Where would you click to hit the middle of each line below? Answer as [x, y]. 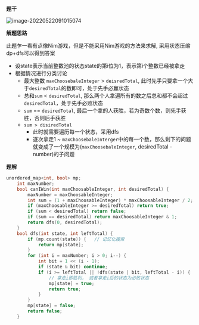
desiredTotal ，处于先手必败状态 [63, 103]
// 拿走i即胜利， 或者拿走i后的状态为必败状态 [99, 278]
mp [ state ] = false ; [52, 306]
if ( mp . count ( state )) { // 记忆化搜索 [76, 239]
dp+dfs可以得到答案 [31, 53]
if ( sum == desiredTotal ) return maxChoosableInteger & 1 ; [102, 217]
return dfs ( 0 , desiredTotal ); [65, 222]
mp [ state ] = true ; [71, 283]
